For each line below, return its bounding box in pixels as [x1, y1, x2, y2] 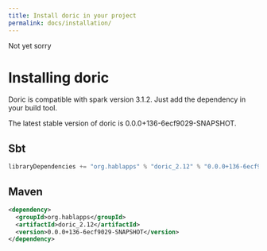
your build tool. [8, 103, 58, 113]
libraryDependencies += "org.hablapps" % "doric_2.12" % [8, 163, 201, 171]
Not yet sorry [8, 41, 52, 50]
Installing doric [8, 68, 110, 87]
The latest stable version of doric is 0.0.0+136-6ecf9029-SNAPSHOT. [8, 118, 237, 128]
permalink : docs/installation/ [8, 19, 112, 27]
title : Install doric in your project [8, 11, 137, 20]
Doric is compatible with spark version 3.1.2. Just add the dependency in [8, 95, 246, 104]
